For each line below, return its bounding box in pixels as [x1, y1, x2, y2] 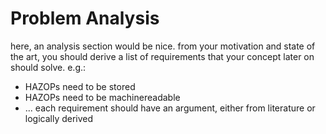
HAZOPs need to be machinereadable [24, 91, 181, 103]
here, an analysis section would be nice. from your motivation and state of [10, 40, 316, 52]
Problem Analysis [10, 7, 160, 30]
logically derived [24, 112, 94, 124]
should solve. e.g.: [10, 61, 87, 73]
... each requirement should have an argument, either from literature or [24, 102, 316, 114]
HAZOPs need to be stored [24, 80, 136, 92]
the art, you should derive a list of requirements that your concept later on [10, 50, 315, 62]
